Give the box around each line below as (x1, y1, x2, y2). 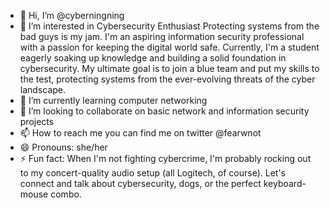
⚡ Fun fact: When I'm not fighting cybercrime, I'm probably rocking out (19, 153, 312, 164)
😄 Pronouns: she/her (19, 141, 108, 153)
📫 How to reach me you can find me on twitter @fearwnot (19, 127, 262, 139)
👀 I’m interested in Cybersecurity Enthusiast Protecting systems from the (19, 20, 320, 32)
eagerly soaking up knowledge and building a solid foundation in (19, 52, 287, 64)
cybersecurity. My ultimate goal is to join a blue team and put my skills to (19, 63, 320, 74)
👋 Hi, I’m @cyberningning (19, 10, 125, 21)
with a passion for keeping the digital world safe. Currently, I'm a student (19, 41, 320, 53)
